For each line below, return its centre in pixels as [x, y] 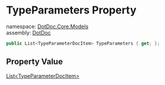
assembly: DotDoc [29, 32]
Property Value [35, 62]
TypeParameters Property [72, 10]
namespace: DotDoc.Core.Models [47, 26]
